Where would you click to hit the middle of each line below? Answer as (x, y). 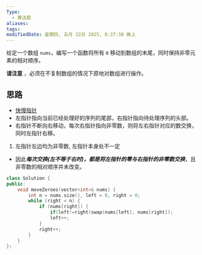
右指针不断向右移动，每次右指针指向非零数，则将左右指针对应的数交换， (106, 125)
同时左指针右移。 (37, 133)
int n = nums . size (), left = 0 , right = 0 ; (84, 195)
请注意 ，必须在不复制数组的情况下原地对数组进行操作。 (77, 73)
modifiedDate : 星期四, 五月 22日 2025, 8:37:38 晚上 (71, 35)
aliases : (17, 23)
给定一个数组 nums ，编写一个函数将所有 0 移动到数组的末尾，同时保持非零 (98, 53)
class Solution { (28, 178)
